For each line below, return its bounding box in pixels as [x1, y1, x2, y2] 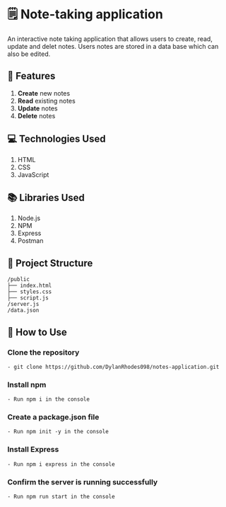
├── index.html [7, 282, 52, 290]
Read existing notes [17, 96, 76, 105]
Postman [17, 237, 44, 245]
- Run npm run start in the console [7, 494, 115, 501]
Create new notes [17, 89, 71, 97]
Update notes [17, 104, 58, 113]
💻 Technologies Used [7, 133, 106, 145]
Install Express [7, 445, 59, 455]
